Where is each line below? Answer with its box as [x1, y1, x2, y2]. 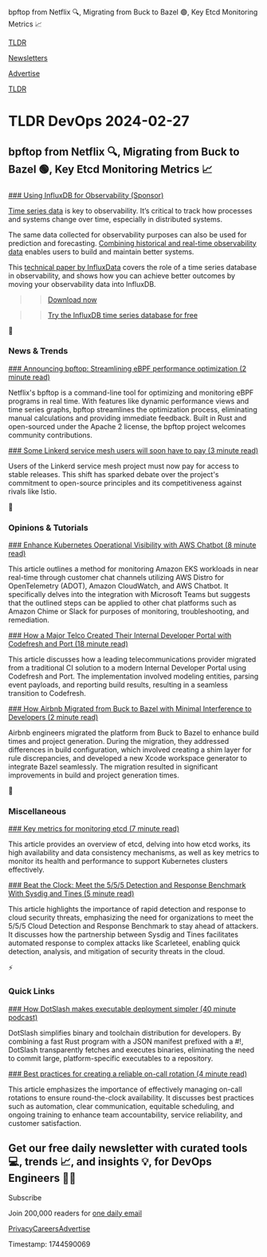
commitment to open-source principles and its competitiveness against [8, 478, 242, 487]
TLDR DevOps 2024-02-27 [8, 112, 190, 130]
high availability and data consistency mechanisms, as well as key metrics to [8, 848, 260, 857]
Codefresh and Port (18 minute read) [8, 639, 129, 649]
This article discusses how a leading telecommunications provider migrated [8, 654, 257, 664]
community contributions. [8, 430, 93, 440]
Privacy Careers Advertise [8, 1223, 91, 1233]
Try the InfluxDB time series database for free [47, 310, 198, 320]
